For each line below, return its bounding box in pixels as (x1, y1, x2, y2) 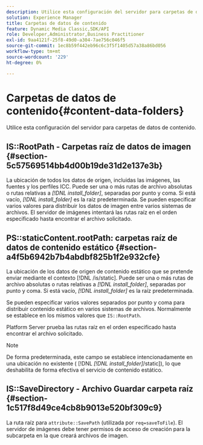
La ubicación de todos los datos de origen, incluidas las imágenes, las (6, 176, 181, 184)
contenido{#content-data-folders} (6, 104, 184, 118)
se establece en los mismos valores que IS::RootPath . (6, 312, 142, 319)
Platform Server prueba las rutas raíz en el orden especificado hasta (6, 324, 176, 331)
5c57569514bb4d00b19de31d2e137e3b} (6, 160, 163, 170)
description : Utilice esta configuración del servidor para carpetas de (6, 8, 193, 15)
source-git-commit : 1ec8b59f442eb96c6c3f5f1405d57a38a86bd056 (6, 43, 166, 49)
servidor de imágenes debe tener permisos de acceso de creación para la (6, 425, 190, 432)
